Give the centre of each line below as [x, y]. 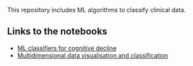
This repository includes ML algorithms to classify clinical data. [96, 10]
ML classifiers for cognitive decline [67, 48]
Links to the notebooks [58, 31]
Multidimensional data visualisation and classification [93, 55]
